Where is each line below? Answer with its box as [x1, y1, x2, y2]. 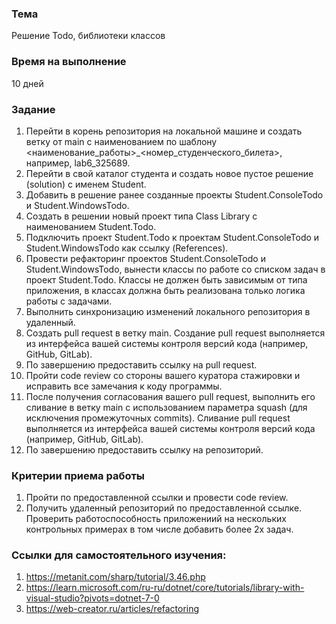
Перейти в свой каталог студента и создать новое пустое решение [25, 167, 314, 179]
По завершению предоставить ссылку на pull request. [25, 358, 258, 371]
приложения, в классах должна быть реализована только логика [25, 284, 306, 296]
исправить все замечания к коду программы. [25, 380, 223, 392]
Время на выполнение [11, 55, 127, 69]
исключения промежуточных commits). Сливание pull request [25, 412, 291, 424]
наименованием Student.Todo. [25, 220, 157, 232]
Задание [11, 102, 56, 116]
